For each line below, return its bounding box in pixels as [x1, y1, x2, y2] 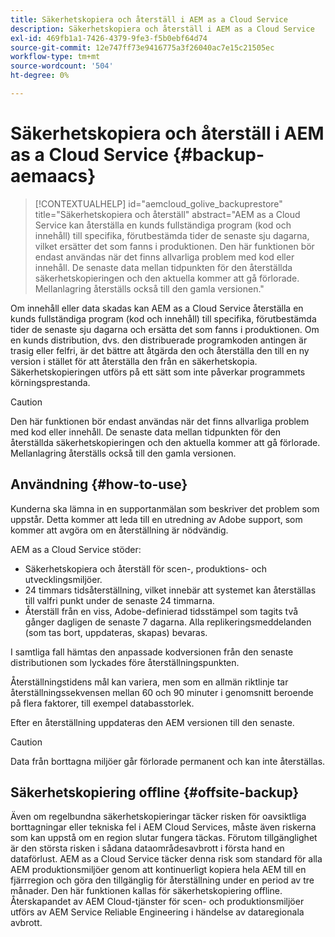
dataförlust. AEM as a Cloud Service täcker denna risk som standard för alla [10, 853, 323, 865]
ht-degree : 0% [10, 71, 70, 81]
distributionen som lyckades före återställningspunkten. [10, 656, 240, 668]
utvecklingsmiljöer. [24, 573, 103, 585]
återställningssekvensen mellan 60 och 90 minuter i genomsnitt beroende [10, 686, 314, 698]
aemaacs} [10, 165, 97, 188]
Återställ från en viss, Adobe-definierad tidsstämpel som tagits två [24, 605, 299, 617]
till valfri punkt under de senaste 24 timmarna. [24, 594, 215, 606]
